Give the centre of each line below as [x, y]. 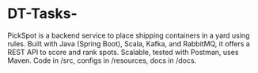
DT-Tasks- [43, 14]
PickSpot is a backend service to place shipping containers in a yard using [129, 35]
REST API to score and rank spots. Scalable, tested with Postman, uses [123, 52]
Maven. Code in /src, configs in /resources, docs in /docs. [102, 60]
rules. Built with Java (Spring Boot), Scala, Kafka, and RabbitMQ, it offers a [129, 43]
